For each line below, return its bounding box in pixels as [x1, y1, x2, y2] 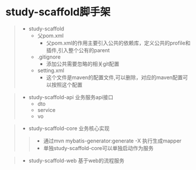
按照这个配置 [51, 81, 83, 88]
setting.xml [37, 67, 65, 74]
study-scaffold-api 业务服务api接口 [28, 93, 114, 100]
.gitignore [37, 53, 61, 60]
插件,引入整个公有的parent [46, 46, 110, 53]
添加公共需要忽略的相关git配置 [46, 60, 120, 67]
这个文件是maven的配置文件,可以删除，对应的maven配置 [46, 74, 183, 81]
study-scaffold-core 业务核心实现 [28, 124, 110, 132]
